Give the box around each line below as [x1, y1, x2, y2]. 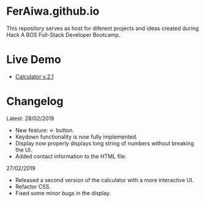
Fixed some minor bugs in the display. [15, 189, 111, 197]
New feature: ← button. [15, 126, 75, 134]
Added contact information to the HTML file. [15, 152, 127, 160]
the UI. [15, 146, 32, 153]
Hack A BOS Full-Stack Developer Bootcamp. [6, 31, 121, 38]
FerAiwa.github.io [6, 4, 100, 18]
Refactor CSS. [15, 183, 51, 190]
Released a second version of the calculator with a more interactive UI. [15, 176, 194, 183]
